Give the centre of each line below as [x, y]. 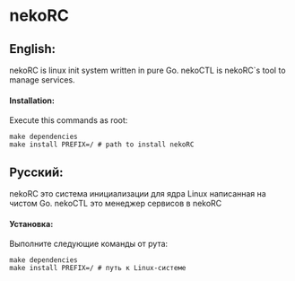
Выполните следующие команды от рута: [89, 244]
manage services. [42, 80]
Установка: [31, 224]
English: [33, 49]
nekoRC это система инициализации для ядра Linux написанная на [138, 194]
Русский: [36, 172]
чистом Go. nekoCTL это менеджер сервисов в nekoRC [116, 204]
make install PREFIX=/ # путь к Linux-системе [98, 268]
